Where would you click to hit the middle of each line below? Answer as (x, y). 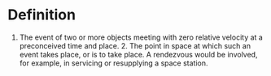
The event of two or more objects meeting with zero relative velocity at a (141, 37)
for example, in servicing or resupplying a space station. (114, 63)
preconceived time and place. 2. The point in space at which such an (135, 45)
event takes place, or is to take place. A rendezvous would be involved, (138, 54)
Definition (42, 15)
